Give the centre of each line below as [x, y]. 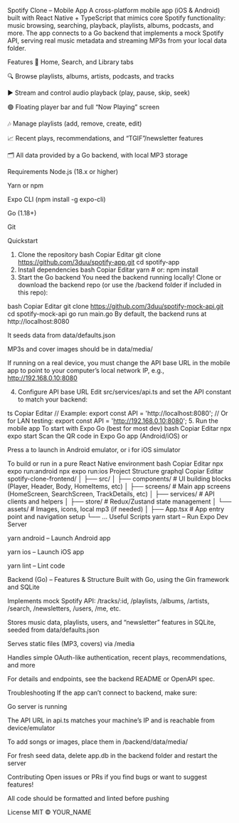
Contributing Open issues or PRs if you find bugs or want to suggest [107, 777]
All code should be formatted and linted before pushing [88, 798]
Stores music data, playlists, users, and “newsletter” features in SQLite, [112, 622]
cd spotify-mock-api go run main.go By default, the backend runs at [107, 314]
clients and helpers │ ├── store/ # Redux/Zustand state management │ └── [119, 501]
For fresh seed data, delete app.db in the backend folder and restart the [113, 756]
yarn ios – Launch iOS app [46, 552]
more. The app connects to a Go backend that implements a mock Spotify [116, 33]
